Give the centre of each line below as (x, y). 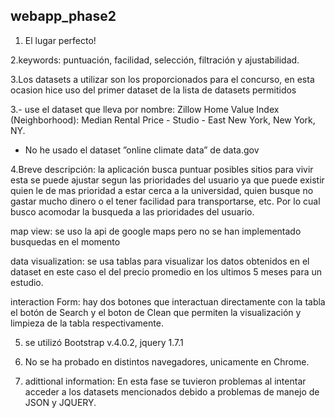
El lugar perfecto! (60, 40)
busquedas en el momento (65, 241)
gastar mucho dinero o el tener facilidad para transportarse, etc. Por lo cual (165, 201)
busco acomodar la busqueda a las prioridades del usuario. (132, 211)
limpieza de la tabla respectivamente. (87, 323)
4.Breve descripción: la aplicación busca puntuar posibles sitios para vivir (162, 169)
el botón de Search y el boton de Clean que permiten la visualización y (156, 312)
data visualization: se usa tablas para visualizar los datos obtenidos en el (160, 261)
